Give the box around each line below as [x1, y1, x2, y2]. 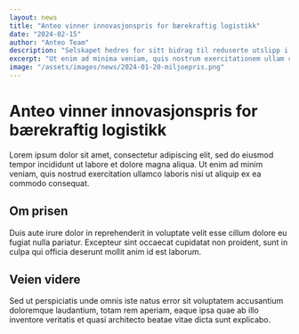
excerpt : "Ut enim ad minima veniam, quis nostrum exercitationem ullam [9, 54, 285, 63]
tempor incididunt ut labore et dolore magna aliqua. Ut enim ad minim [9, 159, 263, 169]
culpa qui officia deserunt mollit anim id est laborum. [9, 246, 202, 257]
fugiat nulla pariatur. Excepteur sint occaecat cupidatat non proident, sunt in [9, 237, 288, 248]
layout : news [9, 12, 58, 22]
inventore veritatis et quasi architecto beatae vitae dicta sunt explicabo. [9, 314, 271, 325]
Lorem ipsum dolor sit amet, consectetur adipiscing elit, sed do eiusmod [9, 149, 274, 160]
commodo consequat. [9, 177, 90, 188]
